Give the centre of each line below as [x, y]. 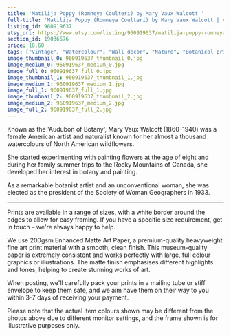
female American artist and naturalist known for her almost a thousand [107, 136]
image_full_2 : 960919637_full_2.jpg [59, 109]
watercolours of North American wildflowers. [71, 144]
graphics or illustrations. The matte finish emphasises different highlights [110, 262]
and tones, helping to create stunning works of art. [79, 269]
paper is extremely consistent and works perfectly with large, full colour [109, 255]
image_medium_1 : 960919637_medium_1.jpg [66, 84]
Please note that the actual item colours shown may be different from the [110, 311]
